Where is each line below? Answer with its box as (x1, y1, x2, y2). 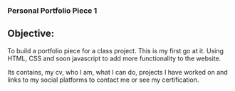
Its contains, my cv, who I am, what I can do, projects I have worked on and (7, 68, 228, 76)
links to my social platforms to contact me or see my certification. (7, 75, 199, 84)
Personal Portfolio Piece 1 (7, 6, 98, 16)
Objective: (7, 28, 55, 40)
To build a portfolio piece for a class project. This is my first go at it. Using (7, 46, 224, 55)
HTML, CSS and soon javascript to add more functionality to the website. (7, 54, 221, 63)
